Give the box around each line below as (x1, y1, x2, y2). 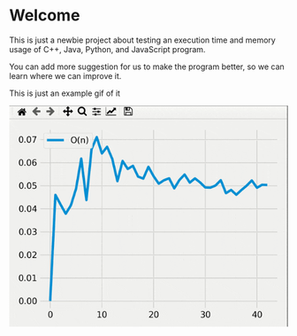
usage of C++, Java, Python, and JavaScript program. (9, 43, 206, 54)
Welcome (9, 5, 80, 26)
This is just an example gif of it (9, 88, 121, 98)
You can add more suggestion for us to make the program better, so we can (9, 61, 285, 72)
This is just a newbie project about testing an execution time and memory (9, 35, 276, 45)
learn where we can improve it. (9, 70, 122, 81)
